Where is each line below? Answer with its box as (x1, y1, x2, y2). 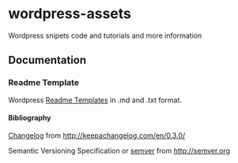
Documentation (8, 54, 87, 67)
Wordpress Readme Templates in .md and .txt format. (8, 95, 183, 105)
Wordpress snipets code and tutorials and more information (8, 31, 202, 40)
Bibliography (8, 113, 51, 123)
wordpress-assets (8, 5, 132, 23)
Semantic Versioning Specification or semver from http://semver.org (8, 146, 231, 155)
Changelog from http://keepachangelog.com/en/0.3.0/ (8, 131, 186, 140)
